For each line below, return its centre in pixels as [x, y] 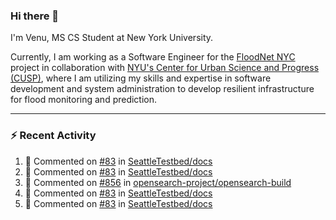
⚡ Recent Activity [53, 136]
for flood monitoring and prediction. [84, 100]
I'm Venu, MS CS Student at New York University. [112, 38]
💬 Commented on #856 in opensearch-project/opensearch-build [158, 182]
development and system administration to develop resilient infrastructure [162, 89]
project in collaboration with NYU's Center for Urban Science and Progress [165, 68]
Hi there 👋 [35, 16]
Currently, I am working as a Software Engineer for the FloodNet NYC [153, 57]
